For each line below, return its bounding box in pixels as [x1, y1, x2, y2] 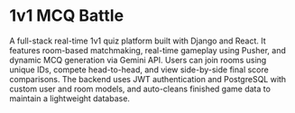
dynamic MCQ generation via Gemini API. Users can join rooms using [9, 54, 267, 65]
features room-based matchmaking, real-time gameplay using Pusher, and [9, 44, 286, 55]
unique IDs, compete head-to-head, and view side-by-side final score [9, 64, 269, 75]
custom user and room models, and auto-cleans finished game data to [9, 83, 271, 94]
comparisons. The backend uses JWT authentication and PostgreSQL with [9, 73, 287, 84]
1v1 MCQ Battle [9, 5, 124, 26]
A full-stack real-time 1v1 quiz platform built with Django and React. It [9, 35, 266, 46]
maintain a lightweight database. [9, 92, 131, 104]
